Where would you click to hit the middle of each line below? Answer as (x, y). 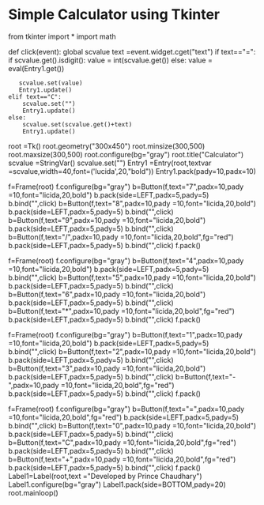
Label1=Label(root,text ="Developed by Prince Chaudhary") (106, 476)
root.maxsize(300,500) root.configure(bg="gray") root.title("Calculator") (126, 154)
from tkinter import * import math (62, 36)
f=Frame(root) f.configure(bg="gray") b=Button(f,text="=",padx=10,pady (126, 409)
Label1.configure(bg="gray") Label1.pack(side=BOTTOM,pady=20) (117, 484)
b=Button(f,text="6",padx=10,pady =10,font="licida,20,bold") (107, 294)
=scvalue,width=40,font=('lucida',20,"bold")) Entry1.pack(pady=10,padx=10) (132, 171)
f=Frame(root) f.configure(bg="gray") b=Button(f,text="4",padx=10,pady (126, 260)
